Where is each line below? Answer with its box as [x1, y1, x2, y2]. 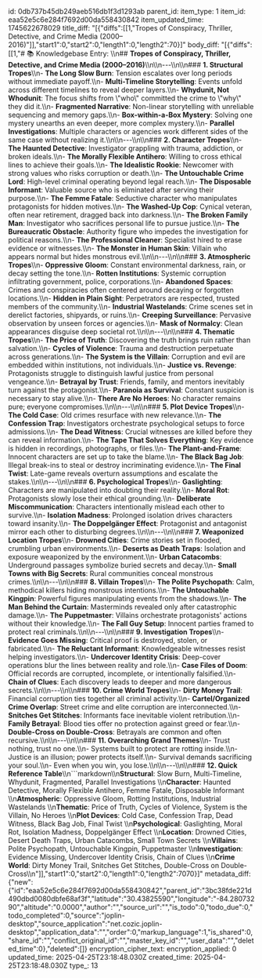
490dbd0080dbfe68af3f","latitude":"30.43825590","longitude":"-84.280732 [8, 894, 255, 903]
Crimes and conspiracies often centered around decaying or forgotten [8, 286, 235, 294]
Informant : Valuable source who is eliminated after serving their [8, 185, 214, 195]
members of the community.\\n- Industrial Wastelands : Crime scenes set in [8, 302, 253, 311]
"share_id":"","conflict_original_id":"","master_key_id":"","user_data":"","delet [8, 936, 254, 945]
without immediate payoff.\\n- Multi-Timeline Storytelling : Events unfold [8, 77, 242, 86]
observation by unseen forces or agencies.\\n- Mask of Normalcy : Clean [8, 319, 244, 328]
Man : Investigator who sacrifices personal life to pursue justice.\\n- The [8, 219, 240, 228]
